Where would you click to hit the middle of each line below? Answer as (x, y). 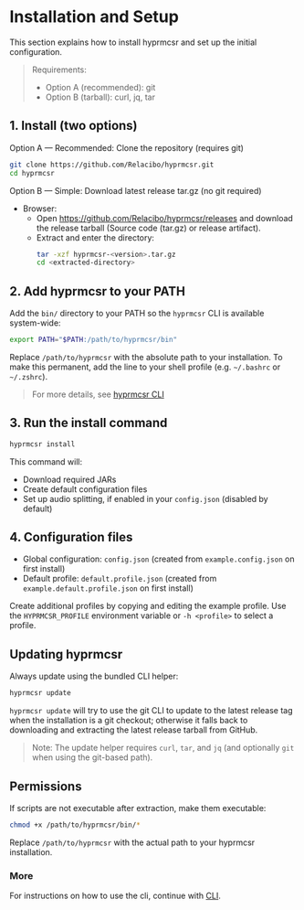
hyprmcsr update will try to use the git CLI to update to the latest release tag (152, 711)
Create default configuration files (85, 489)
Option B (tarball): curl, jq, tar (100, 97)
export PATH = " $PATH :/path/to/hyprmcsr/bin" (94, 340)
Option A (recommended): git (100, 87)
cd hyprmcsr (32, 173)
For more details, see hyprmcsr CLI (98, 394)
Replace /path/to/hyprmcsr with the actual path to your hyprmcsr (132, 842)
